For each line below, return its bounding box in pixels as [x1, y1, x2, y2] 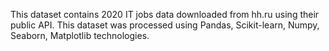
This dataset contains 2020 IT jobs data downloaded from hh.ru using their [10, 9, 320, 20]
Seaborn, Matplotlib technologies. [10, 30, 150, 41]
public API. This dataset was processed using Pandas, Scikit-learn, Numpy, [10, 19, 320, 31]
